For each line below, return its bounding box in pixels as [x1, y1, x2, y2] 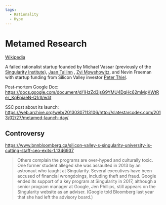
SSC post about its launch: [5, 104, 59, 110]
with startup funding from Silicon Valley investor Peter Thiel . [5, 74, 127, 80]
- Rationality [9, 12, 39, 17]
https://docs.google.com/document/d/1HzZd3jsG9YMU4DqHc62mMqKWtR [5, 89, 159, 95]
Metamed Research [5, 38, 87, 49]
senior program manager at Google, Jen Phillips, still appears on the [17, 184, 156, 190]
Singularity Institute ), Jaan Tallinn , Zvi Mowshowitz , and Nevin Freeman [5, 69, 152, 75]
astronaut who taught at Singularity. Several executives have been [17, 168, 152, 174]
